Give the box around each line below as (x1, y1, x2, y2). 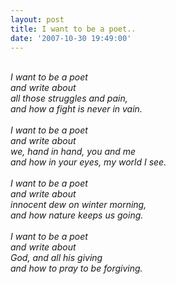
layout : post (10, 14, 65, 25)
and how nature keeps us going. (10, 209, 144, 221)
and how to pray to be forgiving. (10, 262, 143, 275)
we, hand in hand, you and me (10, 146, 137, 158)
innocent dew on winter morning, (10, 199, 147, 211)
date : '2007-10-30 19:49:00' (10, 33, 132, 43)
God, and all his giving (10, 252, 103, 264)
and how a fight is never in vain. (10, 103, 143, 115)
